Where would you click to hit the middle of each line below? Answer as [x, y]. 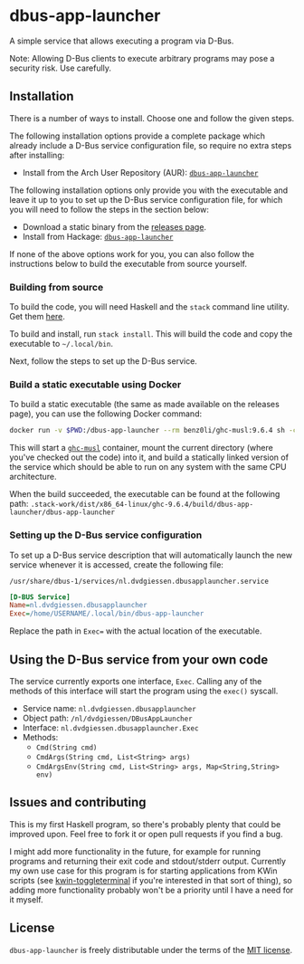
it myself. [26, 899]
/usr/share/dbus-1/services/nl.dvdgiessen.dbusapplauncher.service [139, 581]
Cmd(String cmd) [66, 748]
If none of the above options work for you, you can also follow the [132, 253]
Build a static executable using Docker [95, 384]
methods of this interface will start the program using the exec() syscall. [144, 691]
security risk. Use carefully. [60, 68]
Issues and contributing [78, 802]
